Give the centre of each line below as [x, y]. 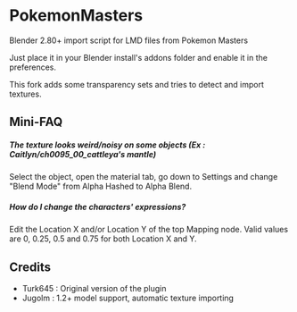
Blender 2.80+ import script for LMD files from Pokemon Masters [128, 40]
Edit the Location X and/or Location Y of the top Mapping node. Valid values [148, 230]
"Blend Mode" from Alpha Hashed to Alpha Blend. [101, 186]
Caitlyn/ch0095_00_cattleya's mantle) [83, 154]
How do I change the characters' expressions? [98, 207]
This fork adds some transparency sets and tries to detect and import [137, 84]
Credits [30, 267]
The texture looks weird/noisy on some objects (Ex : [107, 145]
